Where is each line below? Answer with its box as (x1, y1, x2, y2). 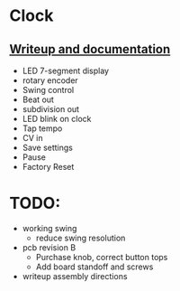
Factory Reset (22, 162, 75, 172)
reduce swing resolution (35, 232, 126, 243)
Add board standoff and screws (35, 261, 154, 272)
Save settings (22, 142, 74, 153)
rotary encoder (22, 75, 78, 86)
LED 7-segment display (22, 65, 110, 76)
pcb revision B (22, 241, 76, 253)
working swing (22, 222, 77, 233)
